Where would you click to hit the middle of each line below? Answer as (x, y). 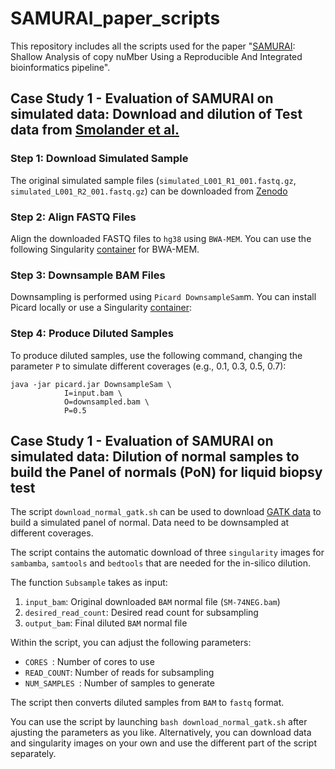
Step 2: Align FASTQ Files (73, 217)
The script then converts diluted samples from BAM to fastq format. (147, 703)
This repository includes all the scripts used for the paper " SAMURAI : (153, 46)
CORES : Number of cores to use (89, 662)
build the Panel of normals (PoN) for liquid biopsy (166, 472)
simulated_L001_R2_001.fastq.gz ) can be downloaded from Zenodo (149, 191)
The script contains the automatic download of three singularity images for (167, 553)
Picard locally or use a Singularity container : (101, 308)
